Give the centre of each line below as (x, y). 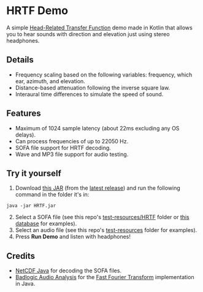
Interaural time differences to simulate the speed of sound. (89, 94)
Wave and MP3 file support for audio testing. (72, 154)
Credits (21, 256)
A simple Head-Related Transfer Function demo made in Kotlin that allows (100, 28)
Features (24, 114)
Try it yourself (34, 173)
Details (20, 60)
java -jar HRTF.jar (31, 206)
